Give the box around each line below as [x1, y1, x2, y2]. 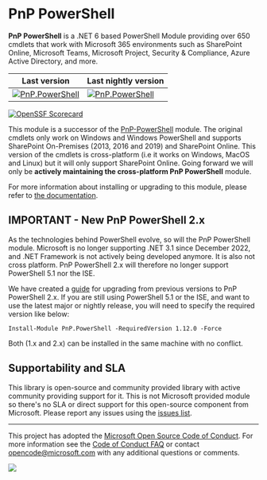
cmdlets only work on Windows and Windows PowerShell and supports [8, 133, 242, 142]
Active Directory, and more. [8, 56, 99, 66]
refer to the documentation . [8, 190, 99, 199]
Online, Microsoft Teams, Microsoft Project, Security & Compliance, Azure [8, 48, 250, 57]
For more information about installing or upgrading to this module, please [8, 182, 248, 192]
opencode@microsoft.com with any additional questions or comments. [8, 447, 240, 457]
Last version [21, 75, 70, 86]
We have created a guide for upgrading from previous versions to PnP [8, 284, 237, 293]
